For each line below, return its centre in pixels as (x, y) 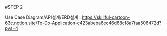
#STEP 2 (14, 7)
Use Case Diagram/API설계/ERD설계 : (43, 17)
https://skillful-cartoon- (106, 17)
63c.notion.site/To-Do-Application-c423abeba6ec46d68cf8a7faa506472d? (83, 23)
